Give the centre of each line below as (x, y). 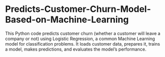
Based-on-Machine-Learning (67, 20)
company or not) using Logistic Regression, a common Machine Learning (80, 39)
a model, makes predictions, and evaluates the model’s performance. (76, 49)
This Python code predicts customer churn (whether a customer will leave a (83, 33)
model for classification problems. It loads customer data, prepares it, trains (83, 44)
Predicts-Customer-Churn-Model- (78, 9)
